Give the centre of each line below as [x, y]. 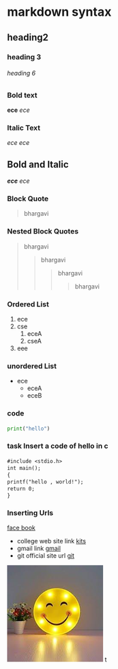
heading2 [28, 37]
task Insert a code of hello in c [58, 446]
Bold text [22, 95]
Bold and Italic [38, 165]
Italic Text [24, 128]
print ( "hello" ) [29, 429]
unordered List [32, 366]
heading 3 [24, 57]
